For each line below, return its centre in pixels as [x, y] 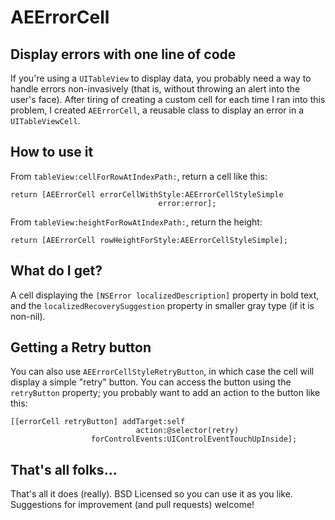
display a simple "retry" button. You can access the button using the [151, 382]
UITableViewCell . [45, 120]
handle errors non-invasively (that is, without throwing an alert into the [155, 89]
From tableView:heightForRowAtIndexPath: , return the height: [136, 222]
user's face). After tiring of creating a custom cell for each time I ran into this [168, 99]
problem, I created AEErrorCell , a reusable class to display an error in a [157, 110]
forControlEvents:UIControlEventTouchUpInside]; [194, 439]
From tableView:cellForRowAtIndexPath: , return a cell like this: [139, 176]
